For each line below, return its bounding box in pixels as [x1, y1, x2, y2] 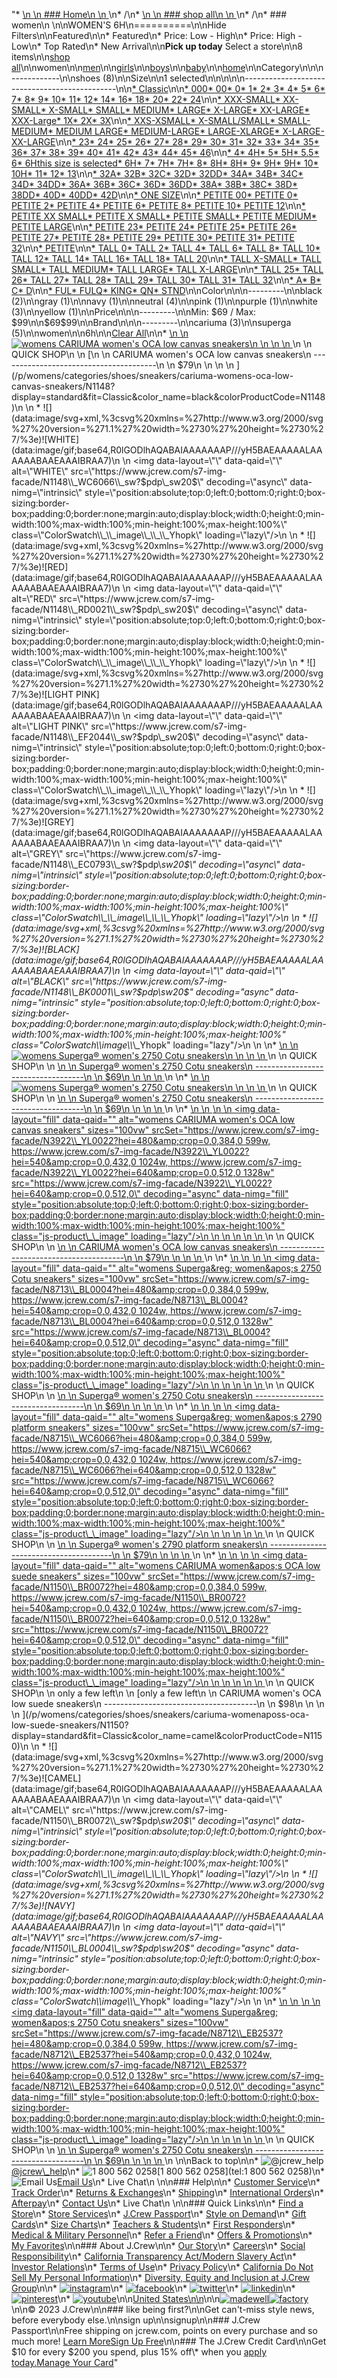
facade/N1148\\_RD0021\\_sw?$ [11, 604, 143, 615]
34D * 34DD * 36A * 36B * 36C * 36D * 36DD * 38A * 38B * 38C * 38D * [11, 179, 298, 190]
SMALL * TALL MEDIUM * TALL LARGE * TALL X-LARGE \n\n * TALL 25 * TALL [11, 264, 324, 275]
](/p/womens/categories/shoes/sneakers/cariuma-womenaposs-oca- [22, 1709, 310, 1720]
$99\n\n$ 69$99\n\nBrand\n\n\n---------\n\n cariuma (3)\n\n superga [11, 317, 292, 328]
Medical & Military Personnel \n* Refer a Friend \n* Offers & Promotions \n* [11, 2229, 313, 2241]
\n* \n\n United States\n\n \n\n [57, 2293, 221, 2304]
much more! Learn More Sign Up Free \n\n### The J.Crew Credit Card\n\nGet [11, 2335, 327, 2347]
